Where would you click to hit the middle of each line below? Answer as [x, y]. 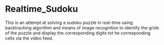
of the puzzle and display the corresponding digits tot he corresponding [78, 33]
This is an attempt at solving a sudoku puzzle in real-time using [69, 22]
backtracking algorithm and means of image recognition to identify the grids [82, 27]
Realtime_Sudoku [41, 9]
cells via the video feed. [29, 38]
